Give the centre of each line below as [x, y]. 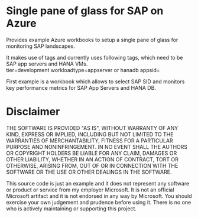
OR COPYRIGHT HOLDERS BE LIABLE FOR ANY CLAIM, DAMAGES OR [92, 153]
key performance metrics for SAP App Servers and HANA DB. [81, 87]
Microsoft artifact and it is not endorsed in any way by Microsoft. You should [99, 196]
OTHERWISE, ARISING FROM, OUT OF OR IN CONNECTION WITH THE [92, 165]
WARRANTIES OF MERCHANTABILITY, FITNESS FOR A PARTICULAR [90, 141]
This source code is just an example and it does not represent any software [98, 183]
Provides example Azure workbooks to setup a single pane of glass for [92, 40]
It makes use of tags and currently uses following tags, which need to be [95, 57]
